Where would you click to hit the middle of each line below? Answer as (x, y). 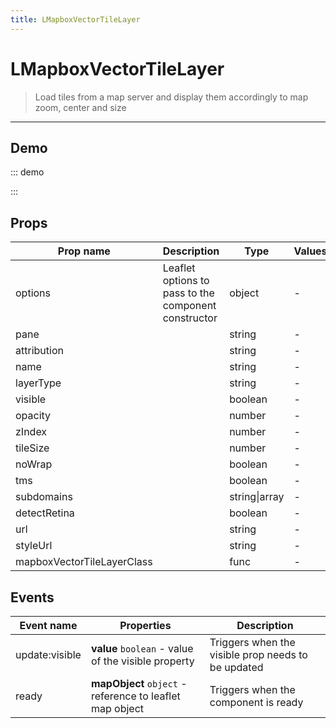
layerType (38, 383)
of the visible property (142, 661)
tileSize (32, 448)
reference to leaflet (135, 696)
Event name (48, 625)
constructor (190, 318)
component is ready (256, 702)
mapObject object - (139, 683)
